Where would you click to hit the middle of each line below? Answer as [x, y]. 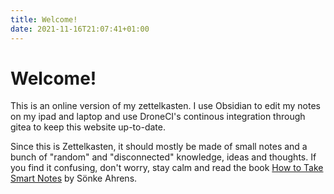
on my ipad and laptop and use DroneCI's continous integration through [158, 117]
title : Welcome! [44, 19]
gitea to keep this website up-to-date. [88, 127]
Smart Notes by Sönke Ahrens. [74, 178]
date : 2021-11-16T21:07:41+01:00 [80, 29]
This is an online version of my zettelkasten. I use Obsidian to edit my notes [165, 106]
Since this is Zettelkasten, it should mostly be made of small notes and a [159, 147]
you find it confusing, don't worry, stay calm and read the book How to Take [167, 168]
